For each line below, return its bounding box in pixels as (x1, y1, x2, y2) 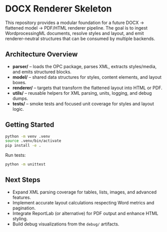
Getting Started (5, 121, 54, 129)
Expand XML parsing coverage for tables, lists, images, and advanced (12, 189, 157, 195)
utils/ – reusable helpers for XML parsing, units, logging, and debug (12, 90, 152, 96)
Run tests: (5, 152, 26, 158)
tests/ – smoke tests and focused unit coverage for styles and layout (12, 101, 154, 107)
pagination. (12, 205, 36, 211)
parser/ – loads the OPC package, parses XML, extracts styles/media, (12, 63, 157, 69)
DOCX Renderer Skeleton (5, 3, 112, 15)
